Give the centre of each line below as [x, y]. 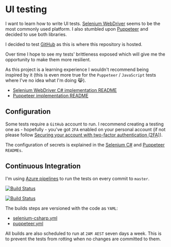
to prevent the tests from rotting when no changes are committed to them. [83, 239]
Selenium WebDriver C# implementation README [65, 90]
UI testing [26, 9]
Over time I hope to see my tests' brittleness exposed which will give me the [86, 54]
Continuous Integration [43, 166]
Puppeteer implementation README [51, 95]
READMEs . [14, 150]
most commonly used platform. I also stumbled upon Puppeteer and [77, 29]
